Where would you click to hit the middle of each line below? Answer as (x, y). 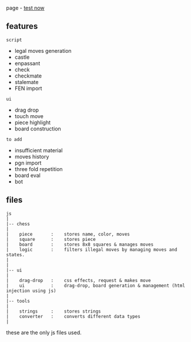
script (14, 40)
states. (16, 254)
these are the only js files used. (44, 332)
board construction (38, 129)
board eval (28, 175)
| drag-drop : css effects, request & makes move (78, 280)
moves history (32, 156)
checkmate (28, 76)
